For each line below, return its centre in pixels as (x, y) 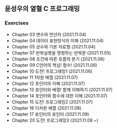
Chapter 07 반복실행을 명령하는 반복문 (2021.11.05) (61, 52)
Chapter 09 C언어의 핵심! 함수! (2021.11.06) (54, 65)
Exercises (17, 23)
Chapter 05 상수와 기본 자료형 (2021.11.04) (54, 47)
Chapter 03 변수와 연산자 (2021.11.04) (49, 34)
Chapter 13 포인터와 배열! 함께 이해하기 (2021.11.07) (62, 89)
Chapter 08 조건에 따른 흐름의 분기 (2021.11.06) (58, 59)
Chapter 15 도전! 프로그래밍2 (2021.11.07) (52, 102)
